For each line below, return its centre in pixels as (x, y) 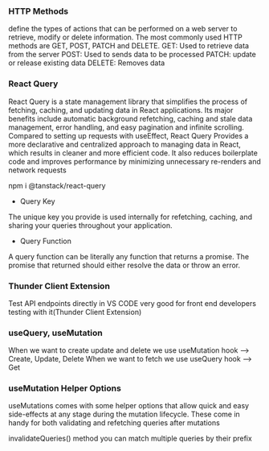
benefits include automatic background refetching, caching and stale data (130, 118)
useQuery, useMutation (55, 333)
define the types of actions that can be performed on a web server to (123, 29)
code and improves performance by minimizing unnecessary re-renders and (134, 161)
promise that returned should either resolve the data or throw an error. (124, 265)
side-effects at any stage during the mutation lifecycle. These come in (124, 414)
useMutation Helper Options (65, 388)
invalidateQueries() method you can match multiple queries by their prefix (130, 439)
